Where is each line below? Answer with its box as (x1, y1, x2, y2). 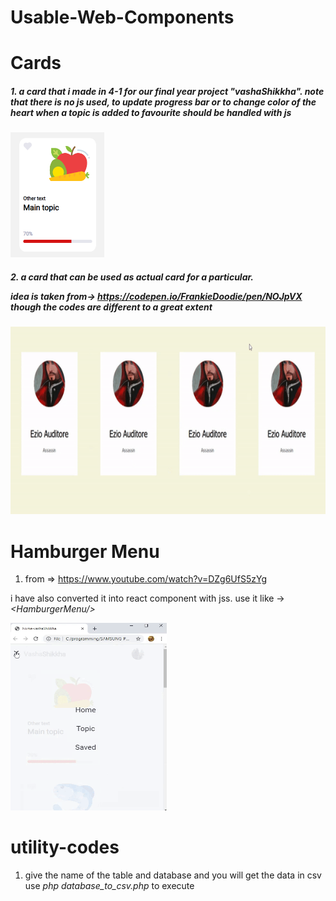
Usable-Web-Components (10, 6, 235, 29)
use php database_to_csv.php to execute (24, 880, 195, 892)
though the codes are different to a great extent (10, 301, 213, 313)
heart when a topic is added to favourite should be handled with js (10, 106, 292, 118)
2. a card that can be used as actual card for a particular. (10, 271, 255, 283)
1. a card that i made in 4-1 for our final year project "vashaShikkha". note (10, 85, 325, 97)
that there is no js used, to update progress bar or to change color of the (10, 96, 317, 108)
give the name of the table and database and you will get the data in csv (24, 869, 322, 881)
